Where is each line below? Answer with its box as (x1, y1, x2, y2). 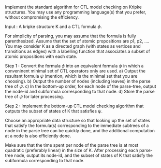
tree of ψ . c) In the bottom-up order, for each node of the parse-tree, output (5, 84, 156, 89)
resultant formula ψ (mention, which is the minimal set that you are (5, 73, 138, 79)
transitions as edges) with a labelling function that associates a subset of (5, 48, 150, 54)
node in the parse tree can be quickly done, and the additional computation (5, 128, 155, 133)
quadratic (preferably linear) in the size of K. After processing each (5, 147, 139, 153)
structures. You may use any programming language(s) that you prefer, (5, 9, 146, 15)
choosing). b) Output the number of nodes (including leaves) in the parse (5, 78, 151, 84)
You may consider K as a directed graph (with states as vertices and (5, 43, 141, 49)
